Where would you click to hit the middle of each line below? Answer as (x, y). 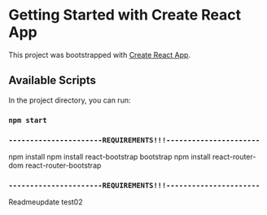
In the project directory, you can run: (70, 100)
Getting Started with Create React (125, 15)
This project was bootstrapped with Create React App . (100, 55)
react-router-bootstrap (63, 165)
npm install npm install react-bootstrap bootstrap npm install (109, 156)
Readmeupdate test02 (46, 202)
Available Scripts (52, 80)
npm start (28, 120)
